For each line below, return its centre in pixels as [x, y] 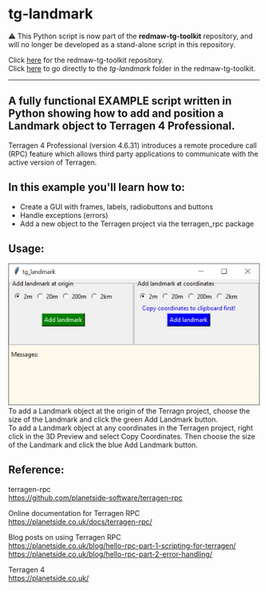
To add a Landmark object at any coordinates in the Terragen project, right [131, 427]
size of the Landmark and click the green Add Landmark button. [113, 419]
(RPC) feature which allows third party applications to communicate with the [134, 153]
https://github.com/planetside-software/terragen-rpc [96, 498]
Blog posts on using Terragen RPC [65, 537]
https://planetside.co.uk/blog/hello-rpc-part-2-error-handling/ [110, 554]
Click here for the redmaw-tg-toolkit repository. [86, 60]
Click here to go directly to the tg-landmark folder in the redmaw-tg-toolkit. [132, 68]
